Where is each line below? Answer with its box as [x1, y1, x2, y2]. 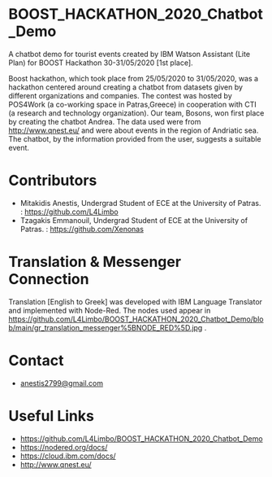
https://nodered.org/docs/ [19, 442, 108, 452]
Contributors [8, 172, 97, 190]
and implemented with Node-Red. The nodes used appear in [8, 305, 211, 315]
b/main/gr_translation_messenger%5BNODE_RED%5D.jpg [8, 322, 203, 332]
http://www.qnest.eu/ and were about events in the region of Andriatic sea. [8, 125, 259, 135]
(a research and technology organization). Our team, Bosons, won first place [8, 107, 265, 118]
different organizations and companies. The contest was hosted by [8, 90, 233, 100]
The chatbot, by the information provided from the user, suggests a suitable [8, 133, 261, 143]
